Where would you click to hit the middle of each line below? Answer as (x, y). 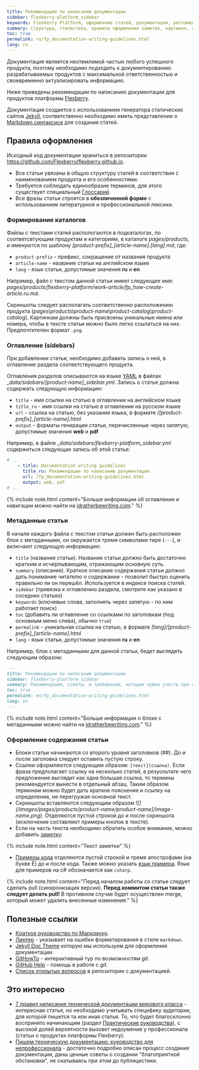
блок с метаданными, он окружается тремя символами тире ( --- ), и (94, 540)
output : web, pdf (44, 482)
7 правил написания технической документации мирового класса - (101, 1004)
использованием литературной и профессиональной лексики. (94, 204)
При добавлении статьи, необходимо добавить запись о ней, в (86, 358)
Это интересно (36, 990)
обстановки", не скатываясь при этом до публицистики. (86, 1061)
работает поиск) (36, 608)
